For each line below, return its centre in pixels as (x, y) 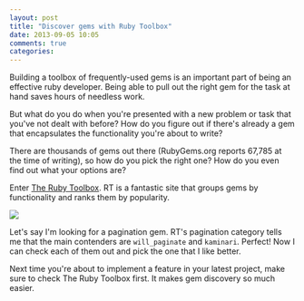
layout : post (34, 18)
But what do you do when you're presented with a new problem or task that (151, 114)
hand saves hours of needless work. (77, 97)
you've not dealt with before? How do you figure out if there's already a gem (152, 124)
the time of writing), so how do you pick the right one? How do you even (144, 160)
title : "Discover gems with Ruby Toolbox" (91, 26)
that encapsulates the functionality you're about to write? (116, 133)
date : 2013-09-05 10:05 (54, 34)
